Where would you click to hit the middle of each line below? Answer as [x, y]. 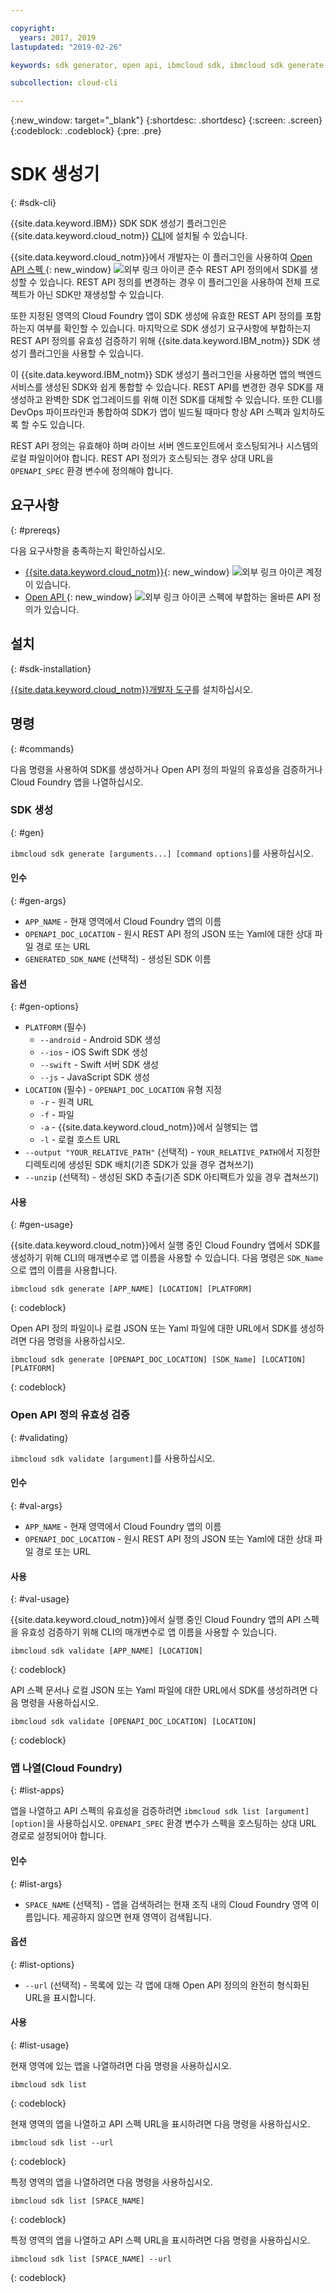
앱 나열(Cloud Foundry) [66, 1768]
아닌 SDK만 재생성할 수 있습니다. [100, 295]
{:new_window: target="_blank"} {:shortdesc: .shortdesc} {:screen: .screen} [166, 120]
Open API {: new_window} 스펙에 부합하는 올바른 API [167, 597]
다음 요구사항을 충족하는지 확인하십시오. [88, 550]
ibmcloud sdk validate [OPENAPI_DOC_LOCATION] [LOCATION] [133, 1722]
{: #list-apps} [37, 1790]
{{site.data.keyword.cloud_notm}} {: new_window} [127, 572]
